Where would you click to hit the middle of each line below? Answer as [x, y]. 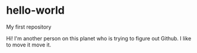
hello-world [36, 10]
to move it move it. [29, 45]
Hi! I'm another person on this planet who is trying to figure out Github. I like [99, 38]
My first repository [29, 27]
